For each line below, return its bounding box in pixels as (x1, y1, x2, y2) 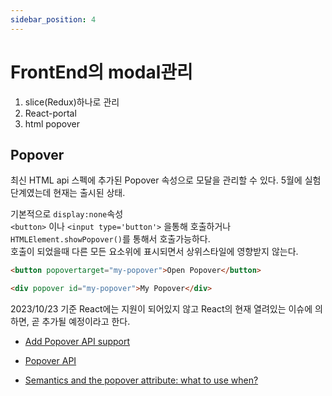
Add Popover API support (24, 336, 131, 348)
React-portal (24, 107, 77, 119)
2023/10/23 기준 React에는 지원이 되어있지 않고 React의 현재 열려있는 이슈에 (10, 303, 313, 315)
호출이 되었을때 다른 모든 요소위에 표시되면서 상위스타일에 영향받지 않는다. (10, 246, 299, 258)
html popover (24, 117, 80, 130)
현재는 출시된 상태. (53, 187, 126, 199)
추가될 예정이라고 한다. (41, 316, 131, 328)
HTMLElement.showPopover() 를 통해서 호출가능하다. (10, 233, 211, 245)
